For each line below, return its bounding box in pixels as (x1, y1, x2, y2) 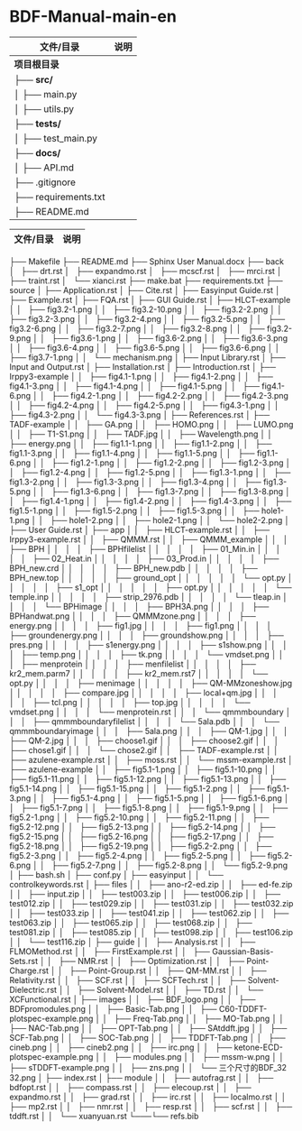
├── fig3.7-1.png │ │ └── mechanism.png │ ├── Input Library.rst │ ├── (9, 352, 286, 363)
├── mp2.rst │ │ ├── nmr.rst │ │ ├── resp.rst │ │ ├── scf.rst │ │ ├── (9, 1100, 293, 1111)
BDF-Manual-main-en (9, 6, 178, 27)
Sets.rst (9, 955, 39, 966)
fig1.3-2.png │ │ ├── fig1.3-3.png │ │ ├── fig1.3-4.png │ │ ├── (9, 476, 261, 487)
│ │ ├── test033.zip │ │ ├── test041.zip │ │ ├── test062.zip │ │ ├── (9, 907, 289, 918)
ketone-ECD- (233, 1042, 284, 1053)
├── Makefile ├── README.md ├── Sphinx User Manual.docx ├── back (9, 255, 285, 267)
